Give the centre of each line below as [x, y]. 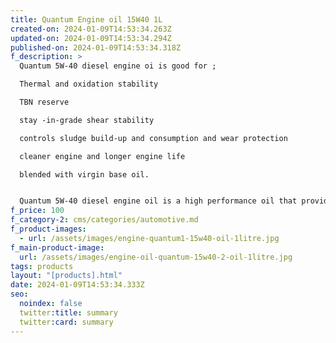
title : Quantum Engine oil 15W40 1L [86, 19]
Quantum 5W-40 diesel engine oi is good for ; [118, 66]
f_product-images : [48, 229]
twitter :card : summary [66, 322]
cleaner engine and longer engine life [102, 156]
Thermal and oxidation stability [89, 84]
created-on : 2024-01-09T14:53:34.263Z [91, 29]
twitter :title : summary [68, 312]
